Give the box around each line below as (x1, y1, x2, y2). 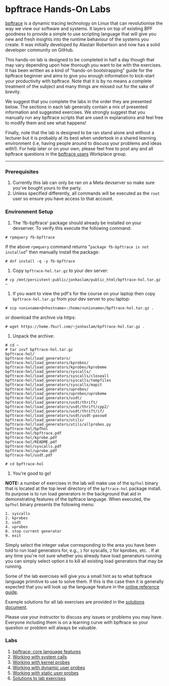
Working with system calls (12, 654, 67, 660)
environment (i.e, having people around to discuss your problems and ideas (5, 140, 162, 146)
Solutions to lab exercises (12, 675, 66, 681)
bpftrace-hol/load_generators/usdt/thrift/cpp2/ (5, 404, 109, 409)
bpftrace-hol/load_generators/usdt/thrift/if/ (5, 408, 105, 413)
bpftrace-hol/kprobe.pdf (5, 435, 57, 440)
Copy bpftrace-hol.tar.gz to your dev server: (12, 268, 109, 274)
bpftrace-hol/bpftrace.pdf (5, 431, 62, 436)
